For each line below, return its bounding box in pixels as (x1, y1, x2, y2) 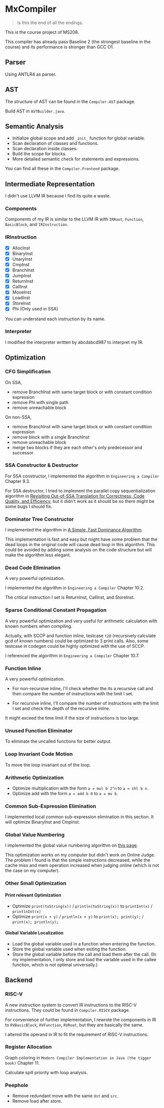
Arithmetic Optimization (5, 774, 64, 781)
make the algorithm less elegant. (5, 552, 71, 558)
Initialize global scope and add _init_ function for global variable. (12, 135, 146, 141)
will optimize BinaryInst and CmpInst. (5, 819, 80, 825)
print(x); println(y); (12, 919, 59, 924)
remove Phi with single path (12, 399, 69, 405)
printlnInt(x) (12, 909, 41, 914)
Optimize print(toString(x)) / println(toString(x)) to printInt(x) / (12, 903, 153, 909)
